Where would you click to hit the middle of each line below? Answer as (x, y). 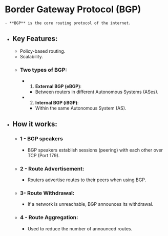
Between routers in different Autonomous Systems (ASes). (97, 92)
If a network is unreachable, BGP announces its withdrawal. (90, 204)
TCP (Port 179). (44, 155)
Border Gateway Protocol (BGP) (73, 9)
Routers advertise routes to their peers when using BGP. (87, 180)
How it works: (35, 124)
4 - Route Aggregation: (49, 218)
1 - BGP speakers (41, 139)
